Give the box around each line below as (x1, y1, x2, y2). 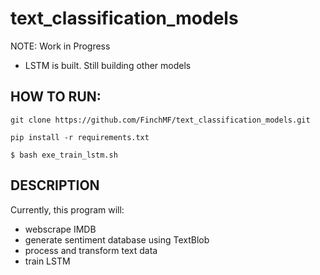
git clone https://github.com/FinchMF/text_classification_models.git (10, 115, 311, 125)
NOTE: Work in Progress (10, 40, 111, 52)
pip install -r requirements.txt (10, 132, 150, 142)
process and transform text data (24, 244, 158, 256)
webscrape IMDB (24, 223, 97, 235)
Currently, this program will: (10, 203, 125, 216)
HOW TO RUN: (10, 88, 102, 106)
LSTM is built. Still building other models (24, 59, 192, 71)
